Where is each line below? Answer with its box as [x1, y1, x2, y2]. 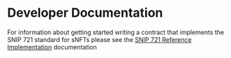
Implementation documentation [7, 43, 98, 51]
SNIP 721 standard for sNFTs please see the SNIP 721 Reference [7, 35, 192, 43]
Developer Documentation [7, 5, 163, 21]
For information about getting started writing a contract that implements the [7, 28, 225, 36]
